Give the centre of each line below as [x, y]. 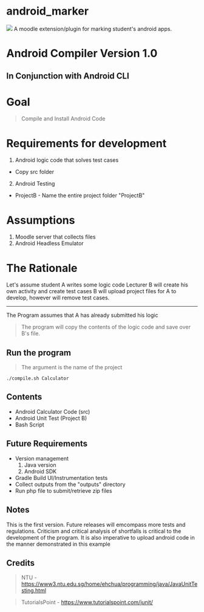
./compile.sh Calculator [38, 378]
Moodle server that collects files [55, 237]
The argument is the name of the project [72, 367]
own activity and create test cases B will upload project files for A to [91, 291]
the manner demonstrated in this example [58, 544]
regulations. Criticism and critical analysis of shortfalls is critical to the [94, 531]
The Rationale [42, 268]
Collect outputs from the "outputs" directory [70, 484]
